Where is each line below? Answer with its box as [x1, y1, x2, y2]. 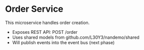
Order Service [5, 3, 64, 15]
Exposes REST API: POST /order [12, 29, 78, 35]
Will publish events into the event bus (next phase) [12, 39, 115, 45]
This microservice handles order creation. [5, 20, 90, 25]
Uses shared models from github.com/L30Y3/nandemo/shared [12, 34, 140, 40]
